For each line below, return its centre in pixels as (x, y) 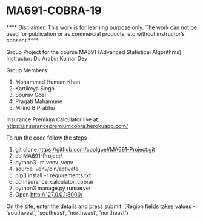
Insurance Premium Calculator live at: (53, 119)
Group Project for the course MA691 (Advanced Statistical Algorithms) (94, 52)
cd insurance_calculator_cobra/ (54, 181)
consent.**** (23, 40)
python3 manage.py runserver (53, 188)
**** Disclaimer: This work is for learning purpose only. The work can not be (101, 27)
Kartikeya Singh (35, 88)
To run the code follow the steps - (48, 138)
